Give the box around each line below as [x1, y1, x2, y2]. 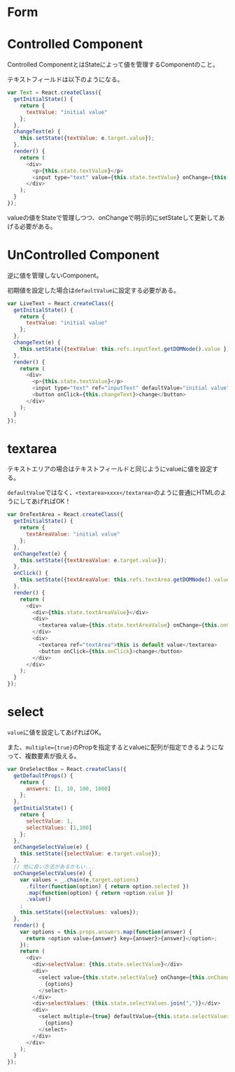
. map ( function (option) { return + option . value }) [25, 889, 173, 896]
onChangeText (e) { [13, 550, 68, 557]
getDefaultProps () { [13, 772, 73, 779]
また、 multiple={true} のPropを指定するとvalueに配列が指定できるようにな [7, 743, 225, 751]
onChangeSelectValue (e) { [13, 844, 90, 851]
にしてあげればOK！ [13, 497, 71, 506]
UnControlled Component [7, 247, 159, 263]
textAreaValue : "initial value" [25, 531, 120, 538]
